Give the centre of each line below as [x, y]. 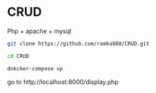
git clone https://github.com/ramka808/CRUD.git [78, 43]
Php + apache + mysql [39, 31]
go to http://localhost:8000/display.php [63, 82]
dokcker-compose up [35, 69]
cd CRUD [18, 56]
